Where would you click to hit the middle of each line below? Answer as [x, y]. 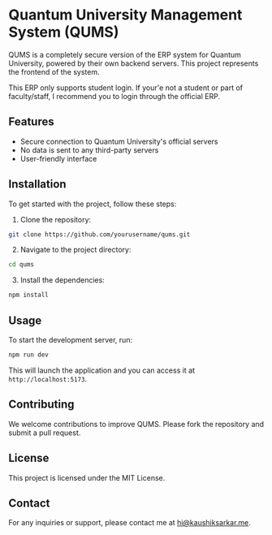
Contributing [41, 405]
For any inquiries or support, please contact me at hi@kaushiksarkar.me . [130, 523]
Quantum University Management [125, 15]
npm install [28, 295]
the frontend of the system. [54, 71]
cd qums [22, 265]
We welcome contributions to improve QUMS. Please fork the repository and [136, 424]
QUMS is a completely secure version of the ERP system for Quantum [125, 54]
